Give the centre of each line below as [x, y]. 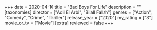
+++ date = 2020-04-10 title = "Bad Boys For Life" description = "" [73, 7]
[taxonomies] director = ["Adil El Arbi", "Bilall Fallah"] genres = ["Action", [78, 12]
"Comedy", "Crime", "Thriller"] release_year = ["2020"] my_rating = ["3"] [79, 17]
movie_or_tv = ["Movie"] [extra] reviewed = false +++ [59, 23]
